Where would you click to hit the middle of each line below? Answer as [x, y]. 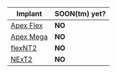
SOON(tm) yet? [80, 14]
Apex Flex [27, 25]
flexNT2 [24, 48]
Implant [29, 14]
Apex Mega [29, 36]
